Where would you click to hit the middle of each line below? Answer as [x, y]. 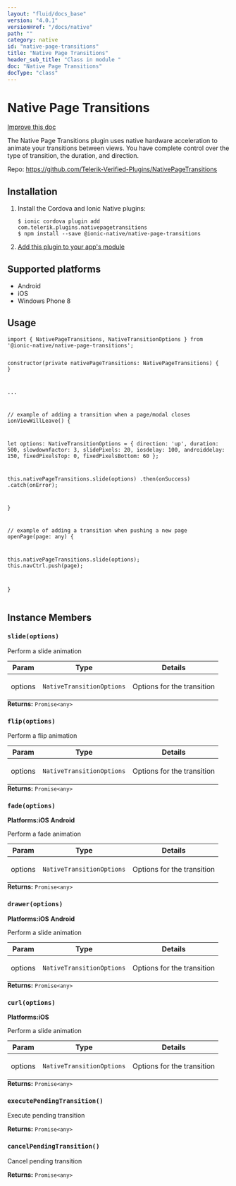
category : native [33, 40]
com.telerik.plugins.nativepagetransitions [82, 228]
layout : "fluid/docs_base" [47, 14]
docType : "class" [33, 73]
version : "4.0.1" [33, 20]
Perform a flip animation [42, 736]
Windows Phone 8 [44, 301]
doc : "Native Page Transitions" [55, 66]
